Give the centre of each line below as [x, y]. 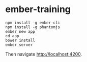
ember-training [38, 9]
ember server [19, 45]
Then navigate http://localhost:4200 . [44, 54]
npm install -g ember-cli [33, 23]
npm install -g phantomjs [33, 27]
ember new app [20, 31]
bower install [20, 40]
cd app [12, 36]
